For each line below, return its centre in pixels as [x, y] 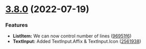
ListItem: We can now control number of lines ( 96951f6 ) [72, 36]
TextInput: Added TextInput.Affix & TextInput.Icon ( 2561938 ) [77, 41]
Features [17, 25]
